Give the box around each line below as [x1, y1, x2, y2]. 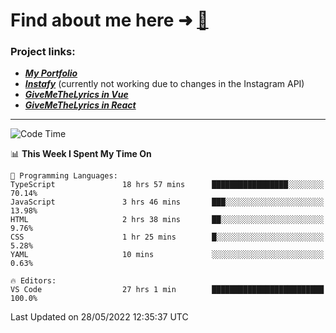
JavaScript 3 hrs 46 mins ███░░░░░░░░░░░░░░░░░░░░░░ [10, 197, 325, 208]
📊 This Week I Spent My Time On [10, 148, 152, 160]
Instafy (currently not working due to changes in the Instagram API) [24, 78, 305, 90]
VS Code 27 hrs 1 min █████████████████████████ [10, 285, 325, 295]
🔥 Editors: [10, 276, 57, 286]
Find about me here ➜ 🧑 [10, 9, 209, 32]
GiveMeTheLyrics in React [24, 99, 137, 111]
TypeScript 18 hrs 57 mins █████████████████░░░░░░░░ [10, 180, 325, 190]
